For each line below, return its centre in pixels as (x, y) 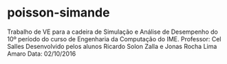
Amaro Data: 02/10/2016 (42, 54)
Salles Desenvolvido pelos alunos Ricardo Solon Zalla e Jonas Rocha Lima (112, 46)
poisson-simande (58, 13)
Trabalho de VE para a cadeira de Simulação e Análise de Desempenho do (112, 32)
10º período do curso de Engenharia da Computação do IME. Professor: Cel (114, 39)
